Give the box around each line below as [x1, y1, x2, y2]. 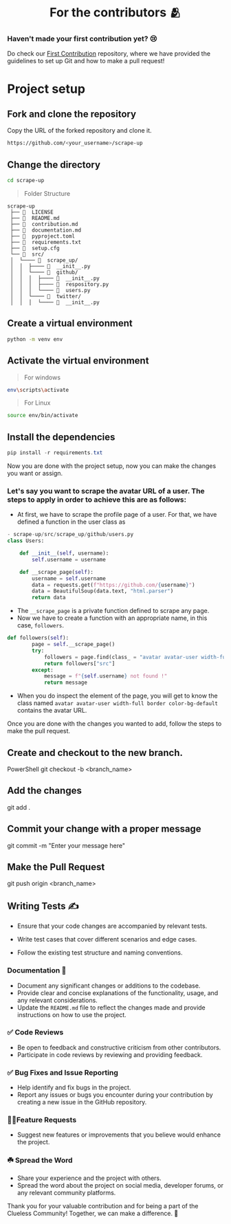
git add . [7, 803, 31, 811]
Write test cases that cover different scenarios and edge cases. [16, 935, 197, 944]
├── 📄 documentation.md [10, 227, 81, 234]
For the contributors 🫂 [49, 5, 182, 21]
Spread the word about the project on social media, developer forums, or [16, 1181, 223, 1189]
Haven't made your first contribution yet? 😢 [7, 34, 157, 44]
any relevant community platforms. [16, 1188, 116, 1197]
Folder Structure [23, 190, 71, 198]
